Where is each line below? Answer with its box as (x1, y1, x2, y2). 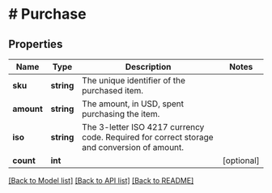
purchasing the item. (82, 109, 160, 119)
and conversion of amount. (82, 142, 185, 152)
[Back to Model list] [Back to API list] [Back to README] (8, 176, 194, 185)
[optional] (222, 155, 260, 166)
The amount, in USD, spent (82, 98, 185, 109)
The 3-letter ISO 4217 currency (82, 122, 205, 132)
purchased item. (82, 85, 144, 96)
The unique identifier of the (82, 75, 186, 86)
